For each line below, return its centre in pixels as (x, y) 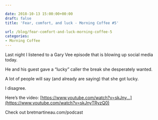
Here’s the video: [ (23, 98)
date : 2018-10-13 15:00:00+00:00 (39, 14)
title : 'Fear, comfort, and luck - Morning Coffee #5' (62, 23)
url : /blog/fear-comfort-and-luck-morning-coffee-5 (59, 32)
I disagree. (16, 88)
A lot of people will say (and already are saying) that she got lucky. (72, 79)
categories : (17, 36)
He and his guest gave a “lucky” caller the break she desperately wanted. (79, 69)
